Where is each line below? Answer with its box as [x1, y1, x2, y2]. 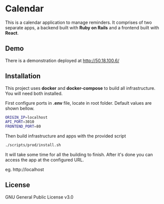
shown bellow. [5, 105, 35, 111]
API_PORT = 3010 [5, 120, 35, 125]
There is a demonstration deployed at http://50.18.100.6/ [5, 58, 119, 64]
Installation [5, 72, 41, 80]
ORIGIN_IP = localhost [5, 115, 48, 120]
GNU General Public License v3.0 [5, 194, 74, 200]
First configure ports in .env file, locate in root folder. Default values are [5, 100, 152, 106]
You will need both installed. [5, 90, 63, 96]
